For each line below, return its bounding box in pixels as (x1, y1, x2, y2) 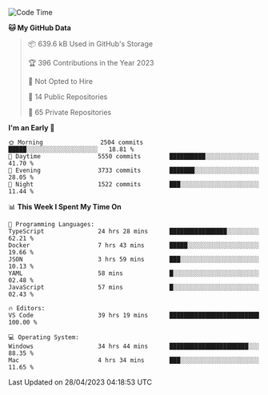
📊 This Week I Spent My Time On (8, 202, 122, 211)
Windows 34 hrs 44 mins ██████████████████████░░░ (8, 342, 260, 350)
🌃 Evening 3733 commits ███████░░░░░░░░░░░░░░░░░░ (8, 166, 260, 174)
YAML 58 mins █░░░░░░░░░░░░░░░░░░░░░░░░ (8, 269, 260, 277)
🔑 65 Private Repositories (27, 108, 112, 117)
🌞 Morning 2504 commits (8, 138, 144, 146)
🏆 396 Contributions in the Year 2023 (27, 58, 154, 67)
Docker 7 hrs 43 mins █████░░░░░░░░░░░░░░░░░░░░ (8, 241, 260, 249)
